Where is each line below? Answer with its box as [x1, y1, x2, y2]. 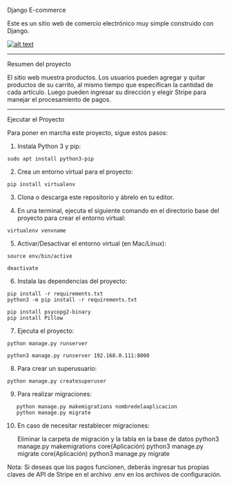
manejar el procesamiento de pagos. [7, 95, 112, 103]
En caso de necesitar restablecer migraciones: [17, 421, 150, 430]
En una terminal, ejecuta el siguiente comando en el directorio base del [17, 207, 220, 214]
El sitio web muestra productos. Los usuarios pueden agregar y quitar [7, 73, 206, 82]
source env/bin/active [7, 253, 72, 259]
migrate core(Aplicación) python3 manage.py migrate [17, 450, 171, 457]
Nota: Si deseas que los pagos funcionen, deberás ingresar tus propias [7, 463, 209, 471]
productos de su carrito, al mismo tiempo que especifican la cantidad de [7, 81, 214, 89]
